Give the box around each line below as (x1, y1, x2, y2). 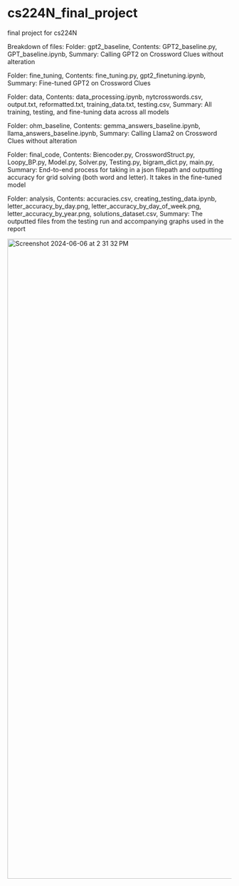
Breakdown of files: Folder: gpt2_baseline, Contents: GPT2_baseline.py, (7, 42, 218, 50)
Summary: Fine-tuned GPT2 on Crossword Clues (7, 78, 151, 87)
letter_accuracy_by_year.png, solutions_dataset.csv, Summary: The (7, 209, 203, 218)
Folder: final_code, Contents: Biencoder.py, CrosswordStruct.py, (7, 150, 196, 159)
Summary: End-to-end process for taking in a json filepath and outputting (7, 165, 223, 174)
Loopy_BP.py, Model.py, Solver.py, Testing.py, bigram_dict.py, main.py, (7, 158, 215, 166)
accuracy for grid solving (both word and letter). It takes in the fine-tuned (7, 173, 222, 181)
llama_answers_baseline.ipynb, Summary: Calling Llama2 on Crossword (7, 129, 218, 137)
